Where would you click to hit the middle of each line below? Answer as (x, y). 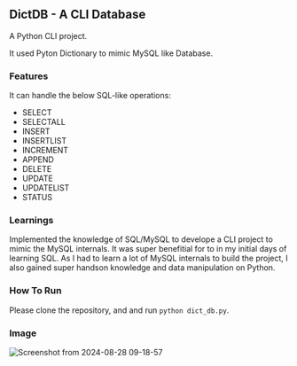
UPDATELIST (46, 188)
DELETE (37, 169)
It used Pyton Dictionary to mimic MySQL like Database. (111, 53)
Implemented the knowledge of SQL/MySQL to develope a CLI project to (141, 239)
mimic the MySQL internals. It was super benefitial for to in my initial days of (148, 249)
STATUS (37, 198)
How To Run (35, 291)
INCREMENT (45, 151)
